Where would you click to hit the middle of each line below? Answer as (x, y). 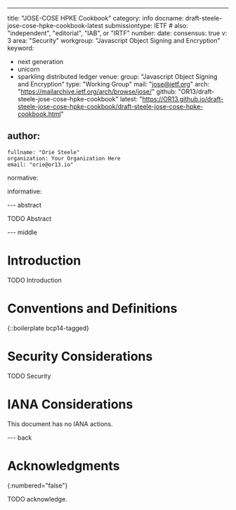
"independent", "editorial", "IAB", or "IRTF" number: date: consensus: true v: (117, 33)
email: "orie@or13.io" (40, 165)
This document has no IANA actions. (60, 423)
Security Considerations (80, 356)
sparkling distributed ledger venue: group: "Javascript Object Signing (117, 77)
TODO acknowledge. (38, 499)
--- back (20, 438)
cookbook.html (39, 114)
